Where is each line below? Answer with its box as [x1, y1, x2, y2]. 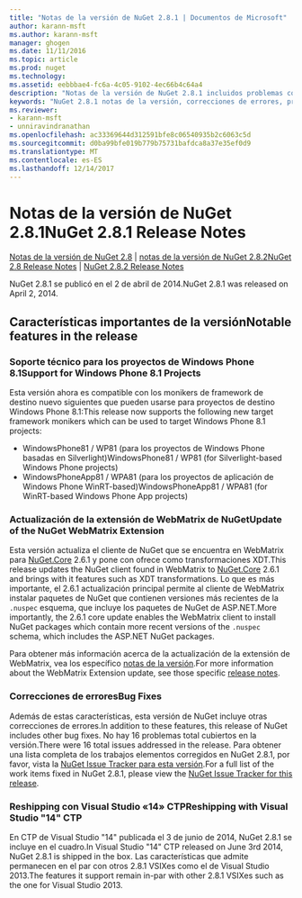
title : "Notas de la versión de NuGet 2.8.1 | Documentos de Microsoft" [9, 13, 288, 23]
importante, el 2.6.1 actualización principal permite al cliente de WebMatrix [9, 583, 285, 594]
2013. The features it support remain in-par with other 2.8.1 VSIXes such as [9, 870, 285, 881]
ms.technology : [9, 72, 67, 81]
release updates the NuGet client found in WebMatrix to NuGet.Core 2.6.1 [9, 564, 280, 575]
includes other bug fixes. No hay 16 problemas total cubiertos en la [9, 730, 257, 740]
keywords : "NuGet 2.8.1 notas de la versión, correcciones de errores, [9, 96, 283, 106]
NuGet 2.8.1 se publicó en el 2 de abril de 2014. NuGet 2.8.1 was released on [9, 278, 289, 289]
